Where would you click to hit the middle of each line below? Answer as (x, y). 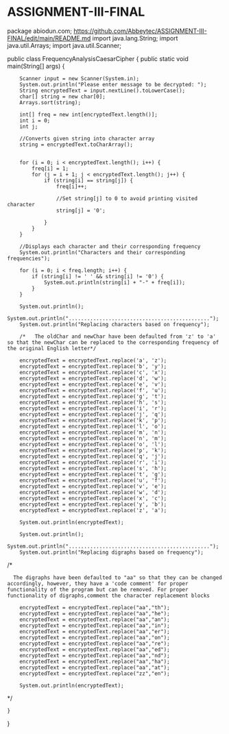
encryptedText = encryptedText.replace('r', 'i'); (93, 462)
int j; (29, 126)
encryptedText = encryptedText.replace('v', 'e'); (93, 486)
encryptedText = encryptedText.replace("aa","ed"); (95, 649)
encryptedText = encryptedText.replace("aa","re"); (95, 644)
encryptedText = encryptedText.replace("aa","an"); (95, 620)
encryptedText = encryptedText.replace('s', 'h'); (93, 468)
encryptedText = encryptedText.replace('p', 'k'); (93, 450)
